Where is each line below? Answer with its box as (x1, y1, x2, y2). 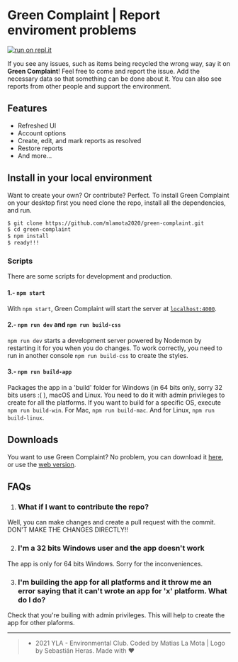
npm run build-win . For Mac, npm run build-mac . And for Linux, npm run (7, 405, 215, 414)
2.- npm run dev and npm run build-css (7, 320, 122, 329)
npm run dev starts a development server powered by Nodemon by (7, 336, 202, 344)
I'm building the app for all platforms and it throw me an (17, 577, 212, 587)
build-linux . (7, 413, 45, 422)
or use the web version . (7, 460, 76, 469)
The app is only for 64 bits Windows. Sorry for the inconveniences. (7, 559, 203, 568)
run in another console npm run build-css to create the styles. (7, 351, 189, 359)
